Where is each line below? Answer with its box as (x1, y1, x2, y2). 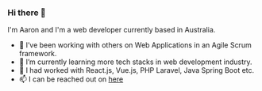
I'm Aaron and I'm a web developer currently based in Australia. (7, 25, 216, 35)
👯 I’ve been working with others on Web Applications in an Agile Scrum (18, 40, 252, 50)
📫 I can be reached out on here (18, 74, 124, 84)
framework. (18, 49, 57, 59)
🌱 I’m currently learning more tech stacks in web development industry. (18, 57, 252, 66)
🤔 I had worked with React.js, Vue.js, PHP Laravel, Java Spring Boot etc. (18, 66, 255, 75)
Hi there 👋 (7, 7, 47, 18)
